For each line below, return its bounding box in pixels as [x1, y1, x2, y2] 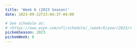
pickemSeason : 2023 [5, 30, 46, 35]
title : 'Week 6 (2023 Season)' [5, 7, 70, 12]
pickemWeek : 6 [5, 35, 35, 40]
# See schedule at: [5, 21, 46, 26]
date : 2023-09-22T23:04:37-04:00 [5, 12, 74, 17]
